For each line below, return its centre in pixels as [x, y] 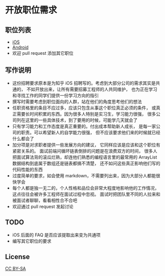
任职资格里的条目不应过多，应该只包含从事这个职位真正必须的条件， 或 [84, 108]
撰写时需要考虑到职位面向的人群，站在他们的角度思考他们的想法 [77, 101]
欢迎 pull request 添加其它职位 [43, 53]
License [17, 257]
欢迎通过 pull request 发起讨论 [43, 206]
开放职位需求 [31, 10]
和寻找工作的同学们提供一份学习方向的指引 [55, 95]
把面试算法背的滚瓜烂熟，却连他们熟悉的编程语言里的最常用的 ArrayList [85, 157]
